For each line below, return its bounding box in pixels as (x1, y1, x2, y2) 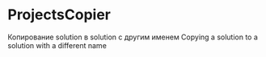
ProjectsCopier (7, 6, 111, 24)
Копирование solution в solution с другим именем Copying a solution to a (7, 32, 258, 42)
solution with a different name (7, 40, 107, 50)
